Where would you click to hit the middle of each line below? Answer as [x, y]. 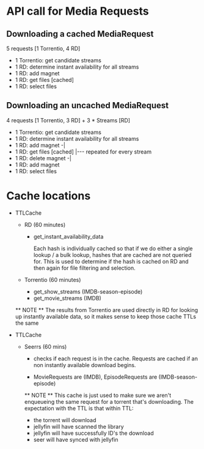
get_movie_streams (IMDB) [67, 298]
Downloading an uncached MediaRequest [88, 106]
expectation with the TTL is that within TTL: [79, 408]
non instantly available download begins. [85, 365]
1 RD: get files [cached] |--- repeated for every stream [83, 152]
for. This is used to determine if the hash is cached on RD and [111, 261]
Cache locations [49, 196]
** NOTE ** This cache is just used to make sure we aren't [98, 395]
